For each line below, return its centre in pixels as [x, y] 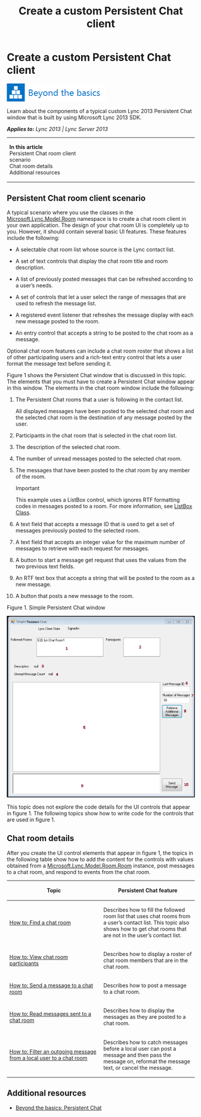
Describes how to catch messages [146, 1042]
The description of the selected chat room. [68, 447]
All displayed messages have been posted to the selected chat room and [105, 411]
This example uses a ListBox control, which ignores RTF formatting [98, 500]
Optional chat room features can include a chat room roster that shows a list [100, 351]
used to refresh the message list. [56, 303]
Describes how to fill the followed [144, 910]
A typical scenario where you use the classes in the [70, 213]
